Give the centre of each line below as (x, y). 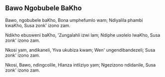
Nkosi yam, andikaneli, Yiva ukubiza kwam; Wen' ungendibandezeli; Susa (80, 50)
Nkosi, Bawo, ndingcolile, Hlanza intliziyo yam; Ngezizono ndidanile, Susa (81, 65)
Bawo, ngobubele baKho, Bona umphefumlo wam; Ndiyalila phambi (74, 20)
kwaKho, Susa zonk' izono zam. (38, 25)
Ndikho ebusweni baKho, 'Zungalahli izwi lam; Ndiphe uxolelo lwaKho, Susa (83, 35)
